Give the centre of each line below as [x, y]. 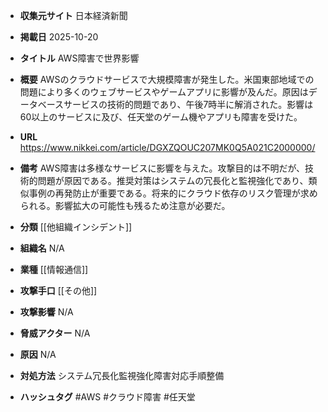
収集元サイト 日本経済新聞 [73, 15]
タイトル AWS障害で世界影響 [79, 58]
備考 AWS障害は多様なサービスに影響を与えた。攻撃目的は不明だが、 [162, 168]
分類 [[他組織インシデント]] [76, 227]
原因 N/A [38, 354]
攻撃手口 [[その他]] [58, 290]
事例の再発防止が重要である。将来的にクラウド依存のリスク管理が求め [173, 193]
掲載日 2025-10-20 [59, 37]
